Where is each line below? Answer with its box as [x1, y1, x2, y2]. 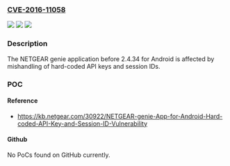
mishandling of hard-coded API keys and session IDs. [7, 62, 161, 70]
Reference [7, 97, 38, 105]
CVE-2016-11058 [7, 5, 66, 15]
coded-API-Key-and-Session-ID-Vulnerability [17, 119, 148, 128]
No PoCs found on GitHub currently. [7, 151, 110, 159]
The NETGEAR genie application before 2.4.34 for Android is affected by [7, 54, 215, 63]
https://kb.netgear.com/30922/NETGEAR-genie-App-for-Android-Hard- [17, 112, 223, 120]
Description [7, 39, 48, 49]
